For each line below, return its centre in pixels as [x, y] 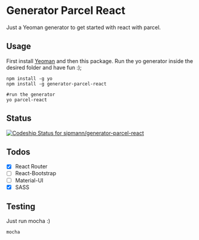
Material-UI [29, 180]
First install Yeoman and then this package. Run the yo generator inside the [100, 61]
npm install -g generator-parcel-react [57, 84]
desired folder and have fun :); [44, 67]
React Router [31, 167]
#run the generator [31, 95]
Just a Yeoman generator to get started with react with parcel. [84, 27]
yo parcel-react [27, 100]
